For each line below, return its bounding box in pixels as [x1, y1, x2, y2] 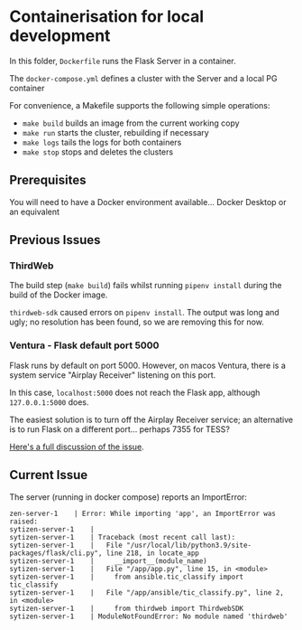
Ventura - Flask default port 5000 [9, 339, 160, 352]
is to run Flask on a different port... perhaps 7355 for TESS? [9, 423, 230, 435]
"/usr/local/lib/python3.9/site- [125, 541, 252, 550]
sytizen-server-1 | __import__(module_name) [9, 556, 207, 566]
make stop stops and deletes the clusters [22, 146, 174, 157]
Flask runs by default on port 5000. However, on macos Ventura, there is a [9, 360, 287, 371]
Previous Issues [9, 232, 101, 248]
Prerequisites [9, 173, 87, 188]
